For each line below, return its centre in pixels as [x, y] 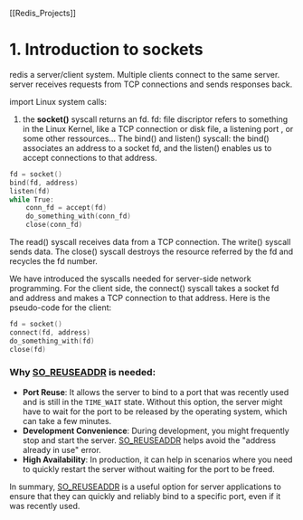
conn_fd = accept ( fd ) [66, 208]
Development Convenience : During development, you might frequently [156, 430]
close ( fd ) [28, 349]
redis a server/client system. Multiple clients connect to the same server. [145, 74]
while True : [32, 199]
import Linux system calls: [58, 101]
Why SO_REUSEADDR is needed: [83, 373]
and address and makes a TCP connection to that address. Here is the [140, 298]
